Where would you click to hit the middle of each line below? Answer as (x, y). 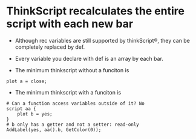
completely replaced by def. (50, 47)
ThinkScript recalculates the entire (95, 11)
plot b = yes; (35, 114)
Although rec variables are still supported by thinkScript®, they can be (103, 40)
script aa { (21, 109)
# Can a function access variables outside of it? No (76, 103)
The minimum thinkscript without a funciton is (72, 70)
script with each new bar (70, 24)
